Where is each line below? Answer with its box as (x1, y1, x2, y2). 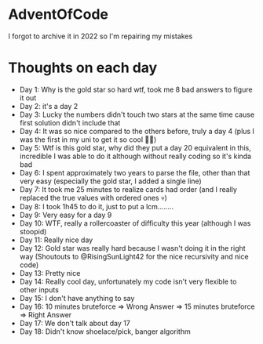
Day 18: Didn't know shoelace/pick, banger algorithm (19, 327, 191, 336)
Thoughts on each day (8, 59, 158, 77)
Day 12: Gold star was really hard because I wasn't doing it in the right (19, 243, 246, 252)
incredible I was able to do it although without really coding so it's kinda (19, 151, 252, 161)
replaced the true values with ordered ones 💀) (19, 193, 167, 202)
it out (19, 92, 37, 103)
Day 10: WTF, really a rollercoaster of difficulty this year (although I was (19, 218, 251, 228)
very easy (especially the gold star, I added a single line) (19, 176, 202, 186)
